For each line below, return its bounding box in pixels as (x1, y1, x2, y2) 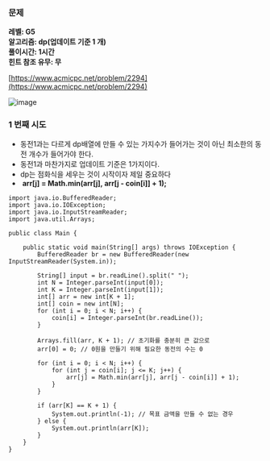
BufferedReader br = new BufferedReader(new (37, 250, 189, 259)
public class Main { (8, 229, 78, 237)
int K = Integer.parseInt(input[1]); (37, 285, 164, 293)
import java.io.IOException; (8, 201, 106, 209)
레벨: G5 (8, 27, 35, 37)
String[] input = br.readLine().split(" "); (37, 272, 189, 280)
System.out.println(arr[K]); (51, 424, 150, 432)
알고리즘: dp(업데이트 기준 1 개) (8, 37, 106, 47)
